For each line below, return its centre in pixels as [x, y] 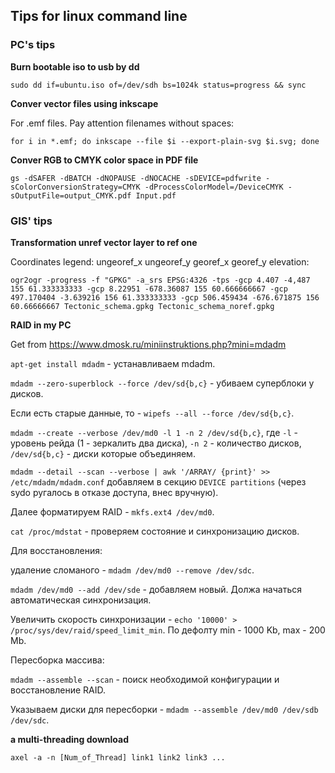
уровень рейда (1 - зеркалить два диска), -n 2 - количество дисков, [156, 443]
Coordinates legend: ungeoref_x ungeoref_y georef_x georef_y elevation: [160, 261]
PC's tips [33, 45]
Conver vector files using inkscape [84, 103]
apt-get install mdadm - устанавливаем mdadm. [113, 363]
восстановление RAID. [58, 690]
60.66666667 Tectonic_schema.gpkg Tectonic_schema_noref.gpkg [142, 306]
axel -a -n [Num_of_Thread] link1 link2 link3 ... [118, 757]
